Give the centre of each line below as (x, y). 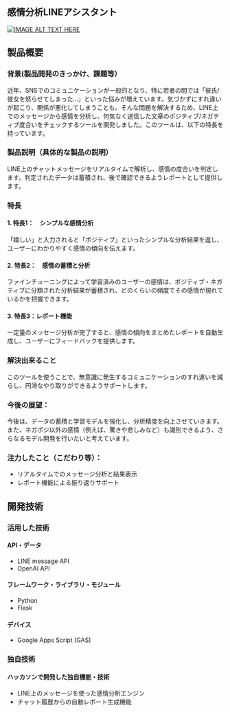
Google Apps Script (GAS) (54, 640)
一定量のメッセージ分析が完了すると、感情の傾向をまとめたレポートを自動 (112, 332)
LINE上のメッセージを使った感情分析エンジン (81, 693)
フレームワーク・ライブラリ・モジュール (64, 585)
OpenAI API (33, 568)
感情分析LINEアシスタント (62, 12)
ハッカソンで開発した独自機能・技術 (58, 677)
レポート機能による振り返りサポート (68, 483)
